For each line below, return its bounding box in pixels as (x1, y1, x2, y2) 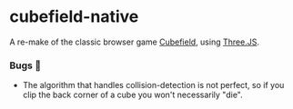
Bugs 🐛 (9, 59, 42, 72)
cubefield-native (9, 6, 139, 27)
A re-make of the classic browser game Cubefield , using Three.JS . (9, 36, 259, 47)
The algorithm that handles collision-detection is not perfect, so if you (22, 80, 285, 91)
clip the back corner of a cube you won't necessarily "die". (22, 89, 243, 101)
